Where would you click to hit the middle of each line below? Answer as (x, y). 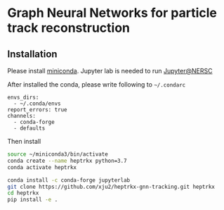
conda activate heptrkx (42, 167)
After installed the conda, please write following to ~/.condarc (97, 85)
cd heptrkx (23, 193)
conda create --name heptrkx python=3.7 (67, 161)
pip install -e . (33, 200)
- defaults (29, 128)
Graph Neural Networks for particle (112, 13)
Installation (32, 54)
